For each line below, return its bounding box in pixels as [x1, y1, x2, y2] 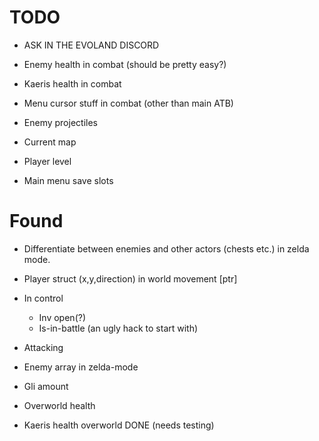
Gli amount [23, 380, 69, 392]
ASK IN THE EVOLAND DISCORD [23, 39, 160, 51]
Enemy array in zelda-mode [23, 361, 139, 373]
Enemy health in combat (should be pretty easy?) [23, 58, 227, 70]
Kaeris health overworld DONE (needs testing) [23, 419, 215, 431]
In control [23, 292, 64, 304]
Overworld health [23, 399, 96, 411]
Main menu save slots [23, 174, 114, 186]
